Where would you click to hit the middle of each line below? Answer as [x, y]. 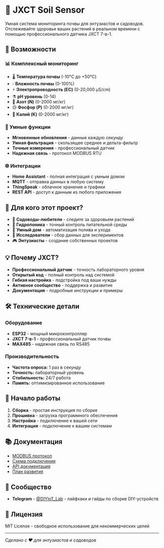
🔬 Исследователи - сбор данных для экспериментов [68, 235]
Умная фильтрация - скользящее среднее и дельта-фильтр [75, 143]
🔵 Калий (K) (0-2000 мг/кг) [41, 114]
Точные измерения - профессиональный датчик [63, 148]
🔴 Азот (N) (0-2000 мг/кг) [39, 101]
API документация [31, 466]
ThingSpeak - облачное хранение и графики [59, 187]
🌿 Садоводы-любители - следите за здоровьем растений [73, 220]
